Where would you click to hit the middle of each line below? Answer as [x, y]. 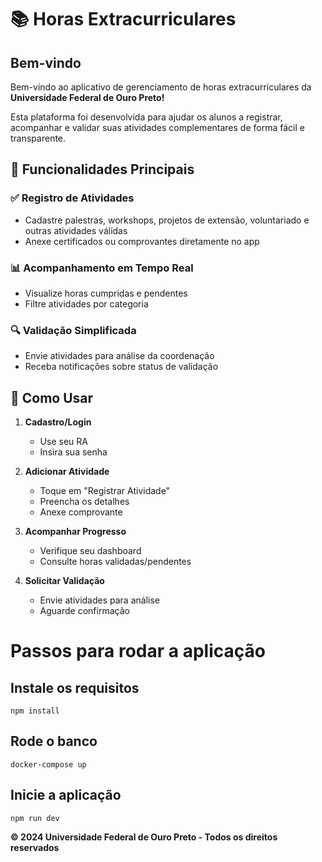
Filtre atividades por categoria [86, 303]
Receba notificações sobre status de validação [121, 367]
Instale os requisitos [75, 687]
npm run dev [35, 818]
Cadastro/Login [58, 422]
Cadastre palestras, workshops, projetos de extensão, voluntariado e [167, 220]
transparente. [38, 138]
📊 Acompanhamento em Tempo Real [102, 268]
